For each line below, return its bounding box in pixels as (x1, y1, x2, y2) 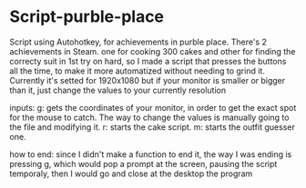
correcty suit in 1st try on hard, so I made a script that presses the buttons (9, 55, 287, 66)
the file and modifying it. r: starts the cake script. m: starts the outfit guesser (9, 121, 296, 133)
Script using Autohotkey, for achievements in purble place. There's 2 (9, 36, 267, 47)
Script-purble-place (9, 6, 165, 27)
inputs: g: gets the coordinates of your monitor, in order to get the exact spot (9, 102, 297, 113)
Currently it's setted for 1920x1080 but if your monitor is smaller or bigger (9, 74, 286, 85)
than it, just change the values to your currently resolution (9, 84, 226, 95)
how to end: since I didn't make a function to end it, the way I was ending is (9, 148, 292, 160)
